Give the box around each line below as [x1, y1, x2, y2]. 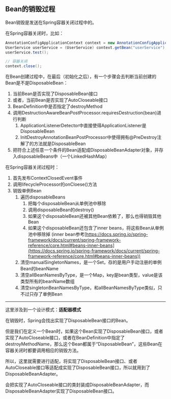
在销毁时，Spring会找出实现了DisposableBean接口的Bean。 [5, 318, 131, 324]
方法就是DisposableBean [34, 140, 86, 147]
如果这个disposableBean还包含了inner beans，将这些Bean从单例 [27, 225, 164, 231]
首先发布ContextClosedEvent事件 [12, 175, 83, 181]
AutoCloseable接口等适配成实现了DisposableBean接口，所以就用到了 [5, 364, 151, 370]
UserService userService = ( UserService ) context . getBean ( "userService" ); [5, 45, 167, 50]
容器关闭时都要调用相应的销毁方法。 [5, 348, 81, 354]
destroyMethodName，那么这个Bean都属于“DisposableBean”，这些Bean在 [5, 341, 163, 347]
